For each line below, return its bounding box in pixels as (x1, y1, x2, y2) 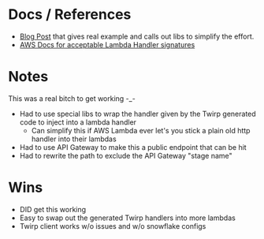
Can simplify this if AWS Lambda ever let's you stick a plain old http (31, 125, 251, 135)
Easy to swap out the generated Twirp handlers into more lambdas (19, 213, 236, 222)
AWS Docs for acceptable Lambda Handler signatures (19, 39, 195, 49)
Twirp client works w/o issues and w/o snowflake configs (19, 221, 206, 230)
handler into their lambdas (31, 134, 117, 144)
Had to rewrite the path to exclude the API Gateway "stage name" (19, 151, 232, 160)
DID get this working (19, 204, 87, 214)
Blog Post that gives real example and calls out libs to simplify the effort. (19, 32, 255, 41)
